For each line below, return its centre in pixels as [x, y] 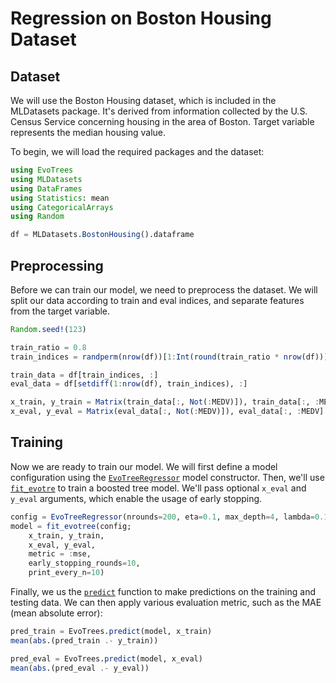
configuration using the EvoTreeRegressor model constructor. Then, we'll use [167, 477]
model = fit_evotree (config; [71, 526]
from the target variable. [60, 311]
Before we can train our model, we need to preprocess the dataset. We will [164, 289]
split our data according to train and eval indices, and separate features [157, 300]
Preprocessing [57, 265]
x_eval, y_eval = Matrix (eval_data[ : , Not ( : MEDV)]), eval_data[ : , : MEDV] [167, 412]
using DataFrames [46, 188]
